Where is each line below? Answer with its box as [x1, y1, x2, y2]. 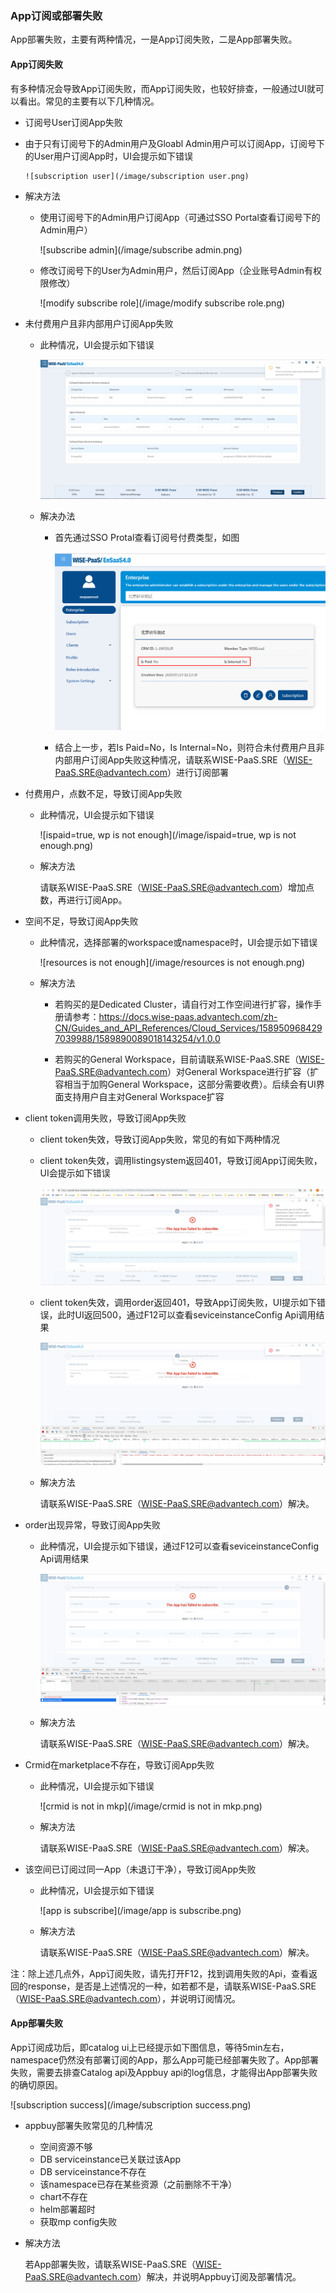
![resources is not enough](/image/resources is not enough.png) [39, 956, 306, 968]
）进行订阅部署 [167, 766, 230, 778]
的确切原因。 [10, 2078, 63, 2091]
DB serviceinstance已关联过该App [39, 2153, 182, 2165]
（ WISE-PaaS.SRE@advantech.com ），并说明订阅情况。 [10, 1992, 242, 2004]
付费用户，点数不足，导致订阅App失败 [24, 787, 183, 799]
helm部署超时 [39, 2203, 96, 2215]
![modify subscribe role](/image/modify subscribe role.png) [39, 297, 286, 309]
